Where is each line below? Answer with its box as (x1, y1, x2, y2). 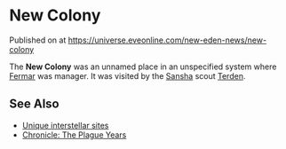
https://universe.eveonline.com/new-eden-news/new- (68, 35, 267, 45)
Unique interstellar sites (21, 120, 109, 130)
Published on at (9, 35, 67, 45)
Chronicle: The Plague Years (21, 129, 127, 140)
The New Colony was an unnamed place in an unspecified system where (9, 61, 277, 72)
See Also (9, 97, 60, 112)
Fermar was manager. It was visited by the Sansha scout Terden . (9, 70, 246, 81)
